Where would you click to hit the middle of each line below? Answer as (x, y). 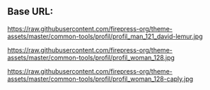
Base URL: (30, 12)
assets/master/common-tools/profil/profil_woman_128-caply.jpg (100, 79)
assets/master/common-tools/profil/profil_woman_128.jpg (91, 57)
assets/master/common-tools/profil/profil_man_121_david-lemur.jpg (105, 36)
